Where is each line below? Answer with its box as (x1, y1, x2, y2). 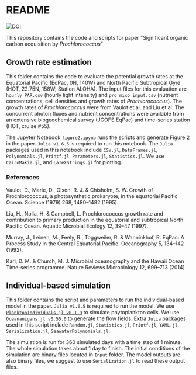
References (6, 173, 40, 181)
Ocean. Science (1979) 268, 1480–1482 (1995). (6, 199, 119, 206)
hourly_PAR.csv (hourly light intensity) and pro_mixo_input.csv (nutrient (6, 91, 178, 98)
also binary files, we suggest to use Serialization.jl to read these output (6, 357, 185, 364)
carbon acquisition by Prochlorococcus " (6, 40, 104, 47)
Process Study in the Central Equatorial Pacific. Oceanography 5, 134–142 (6, 240, 184, 247)
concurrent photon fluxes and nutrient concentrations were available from (6, 110, 184, 117)
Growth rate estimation (6, 57, 92, 67)
